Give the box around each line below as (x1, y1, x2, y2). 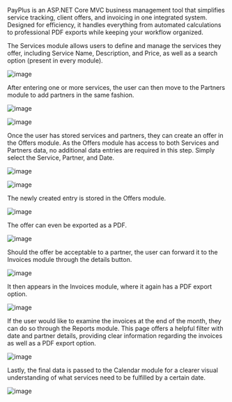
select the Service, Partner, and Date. (7, 153, 115, 162)
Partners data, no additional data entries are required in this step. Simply (7, 146, 215, 154)
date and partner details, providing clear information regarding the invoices (7, 332, 223, 340)
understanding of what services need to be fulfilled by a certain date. (7, 373, 206, 382)
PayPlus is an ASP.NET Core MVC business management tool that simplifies (7, 6, 225, 14)
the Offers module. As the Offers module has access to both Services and (7, 139, 219, 147)
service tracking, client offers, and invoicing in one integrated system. (7, 13, 208, 22)
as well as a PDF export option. (7, 339, 96, 347)
